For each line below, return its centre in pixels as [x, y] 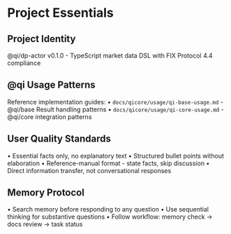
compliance [24, 63]
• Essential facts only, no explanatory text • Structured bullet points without [116, 156]
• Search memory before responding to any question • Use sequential [108, 209]
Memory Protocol [46, 193]
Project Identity [42, 39]
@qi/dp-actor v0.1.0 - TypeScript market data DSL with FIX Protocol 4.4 [110, 55]
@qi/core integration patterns [50, 116]
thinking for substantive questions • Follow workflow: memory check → [110, 217]
